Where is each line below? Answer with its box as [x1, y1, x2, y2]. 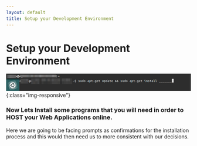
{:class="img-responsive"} [6, 91, 71, 99]
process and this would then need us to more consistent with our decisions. [6, 133, 189, 140]
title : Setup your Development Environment [6, 15, 114, 22]
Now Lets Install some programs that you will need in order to [6, 106, 184, 114]
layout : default [6, 9, 46, 15]
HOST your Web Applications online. [6, 113, 113, 121]
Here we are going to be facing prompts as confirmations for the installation [6, 127, 189, 134]
